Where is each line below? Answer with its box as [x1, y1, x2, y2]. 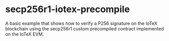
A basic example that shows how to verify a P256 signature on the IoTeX [5, 20, 158, 26]
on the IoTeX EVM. [5, 31, 44, 37]
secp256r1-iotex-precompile [5, 4, 130, 15]
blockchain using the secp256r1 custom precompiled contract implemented [5, 25, 164, 31]
